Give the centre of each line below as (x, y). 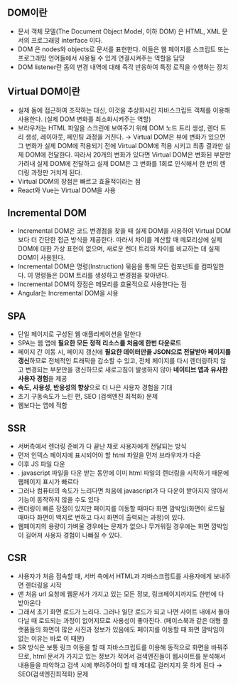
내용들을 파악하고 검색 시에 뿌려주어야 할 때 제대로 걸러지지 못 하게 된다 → (120, 665)
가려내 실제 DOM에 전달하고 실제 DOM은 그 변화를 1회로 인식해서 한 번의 (118, 163)
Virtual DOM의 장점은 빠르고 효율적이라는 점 (79, 181)
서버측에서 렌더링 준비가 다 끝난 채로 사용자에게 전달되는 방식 (102, 446)
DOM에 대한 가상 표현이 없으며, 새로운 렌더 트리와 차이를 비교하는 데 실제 (119, 249)
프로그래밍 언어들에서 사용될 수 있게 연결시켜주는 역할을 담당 (101, 58)
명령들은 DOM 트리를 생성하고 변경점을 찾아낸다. (102, 276)
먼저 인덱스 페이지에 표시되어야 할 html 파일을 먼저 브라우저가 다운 (109, 455)
